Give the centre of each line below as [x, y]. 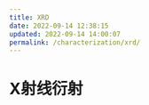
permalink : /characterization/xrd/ [75, 42]
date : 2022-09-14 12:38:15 [59, 26]
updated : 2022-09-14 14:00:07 [65, 34]
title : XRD [29, 17]
